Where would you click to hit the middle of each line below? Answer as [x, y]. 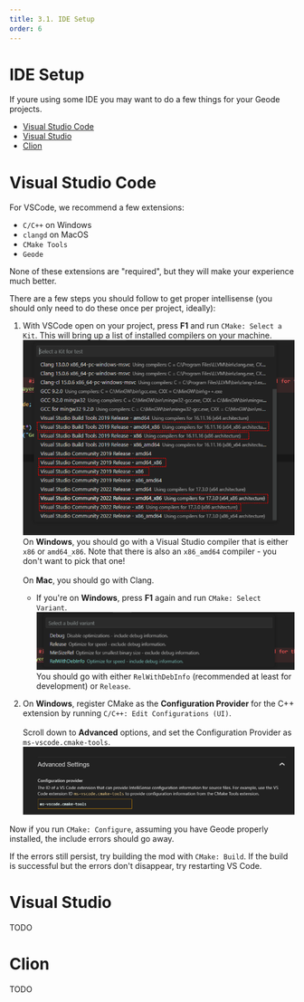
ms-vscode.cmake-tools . [66, 741]
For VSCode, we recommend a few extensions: [97, 207]
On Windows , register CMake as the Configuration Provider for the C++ [158, 703]
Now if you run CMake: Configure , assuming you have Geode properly [139, 829]
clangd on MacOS [55, 234]
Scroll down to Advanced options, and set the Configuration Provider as [157, 732]
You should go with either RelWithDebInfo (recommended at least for [164, 676]
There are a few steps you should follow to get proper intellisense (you [141, 299]
